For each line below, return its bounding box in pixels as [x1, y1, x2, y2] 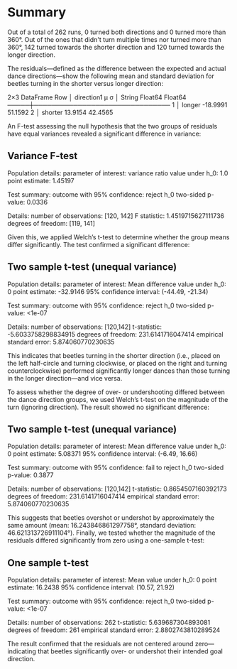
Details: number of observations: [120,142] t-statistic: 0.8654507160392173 [7, 484, 227, 494]
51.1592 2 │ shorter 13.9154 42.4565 [7, 108, 114, 116]
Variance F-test [7, 150, 78, 162]
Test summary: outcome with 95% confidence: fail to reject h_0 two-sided [7, 463, 224, 472]
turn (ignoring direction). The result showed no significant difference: [7, 403, 210, 411]
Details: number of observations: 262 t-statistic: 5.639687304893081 [7, 619, 211, 627]
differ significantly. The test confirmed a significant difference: [7, 240, 190, 249]
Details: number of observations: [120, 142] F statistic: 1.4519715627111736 [7, 211, 225, 220]
